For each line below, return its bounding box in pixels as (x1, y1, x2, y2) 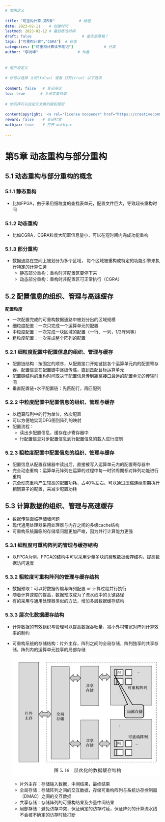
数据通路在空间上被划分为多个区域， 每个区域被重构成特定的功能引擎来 (12, 258, 156, 264)
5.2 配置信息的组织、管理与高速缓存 (5, 292, 114, 300)
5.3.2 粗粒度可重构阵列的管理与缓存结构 (5, 573, 100, 580)
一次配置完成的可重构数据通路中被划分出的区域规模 (12, 317, 116, 322)
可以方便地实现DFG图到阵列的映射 (12, 417, 82, 423)
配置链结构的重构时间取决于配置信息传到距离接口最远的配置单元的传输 (12, 373, 155, 379)
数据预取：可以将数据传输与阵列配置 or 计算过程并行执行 (12, 586, 127, 592)
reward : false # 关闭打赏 (5, 117, 62, 122)
